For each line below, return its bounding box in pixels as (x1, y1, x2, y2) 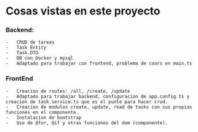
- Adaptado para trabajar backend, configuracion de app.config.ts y (5, 93, 190, 99)
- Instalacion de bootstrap (5, 115, 82, 121)
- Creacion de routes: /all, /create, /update (5, 88, 130, 94)
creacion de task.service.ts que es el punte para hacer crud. (5, 98, 168, 105)
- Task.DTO (5, 50, 39, 56)
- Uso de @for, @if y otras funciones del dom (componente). (5, 119, 168, 126)
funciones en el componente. (5, 109, 79, 115)
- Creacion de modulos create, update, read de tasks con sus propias (5, 104, 193, 110)
